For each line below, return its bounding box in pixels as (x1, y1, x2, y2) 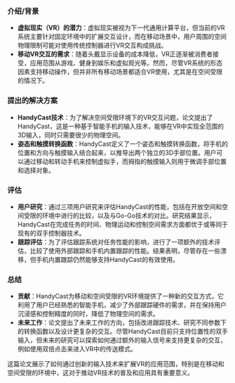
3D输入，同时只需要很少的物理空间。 (17, 130, 125, 139)
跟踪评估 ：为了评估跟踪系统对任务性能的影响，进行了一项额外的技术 (17, 237, 215, 246)
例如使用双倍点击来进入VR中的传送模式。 (17, 345, 137, 353)
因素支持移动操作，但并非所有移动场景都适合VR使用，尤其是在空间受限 (17, 68, 223, 76)
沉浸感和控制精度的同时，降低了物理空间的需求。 (17, 310, 159, 318)
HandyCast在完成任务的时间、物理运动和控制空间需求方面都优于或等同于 (17, 220, 228, 228)
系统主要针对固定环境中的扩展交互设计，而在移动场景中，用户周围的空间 (17, 32, 227, 41)
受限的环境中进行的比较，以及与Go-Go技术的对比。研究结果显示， (23, 211, 215, 220)
